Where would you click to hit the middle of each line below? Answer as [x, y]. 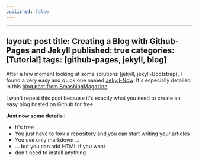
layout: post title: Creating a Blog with [77, 41]
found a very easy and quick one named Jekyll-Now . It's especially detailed [98, 80]
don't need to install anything [50, 153]
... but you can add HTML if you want [60, 147]
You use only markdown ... [47, 140]
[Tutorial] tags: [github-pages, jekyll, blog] [86, 60]
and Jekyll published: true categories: [103, 51]
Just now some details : [36, 116]
